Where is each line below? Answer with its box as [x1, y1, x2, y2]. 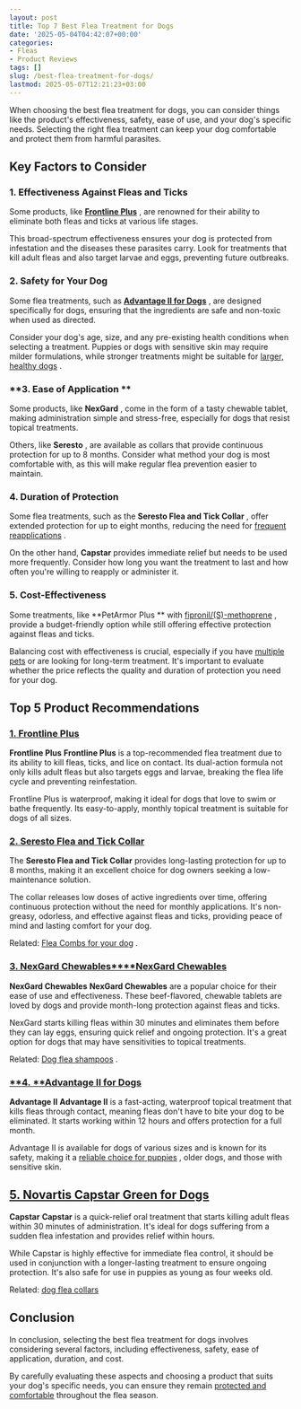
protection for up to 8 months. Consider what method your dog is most [9, 449, 271, 459]
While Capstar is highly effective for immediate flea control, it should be [9, 1247, 274, 1258]
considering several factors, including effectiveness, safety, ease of [9, 1343, 260, 1354]
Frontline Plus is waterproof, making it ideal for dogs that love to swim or [9, 793, 277, 804]
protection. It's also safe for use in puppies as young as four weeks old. [9, 1266, 273, 1277]
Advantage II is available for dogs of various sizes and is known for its [9, 1142, 267, 1153]
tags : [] [9, 64, 42, 73]
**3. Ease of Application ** [9, 382, 132, 395]
